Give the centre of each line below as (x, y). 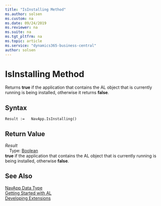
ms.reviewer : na (21, 28)
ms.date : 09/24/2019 (26, 23)
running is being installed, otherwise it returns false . (57, 93)
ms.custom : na (19, 18)
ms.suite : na (18, 32)
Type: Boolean (24, 151)
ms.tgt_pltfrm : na (24, 37)
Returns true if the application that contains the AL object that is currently (79, 87)
